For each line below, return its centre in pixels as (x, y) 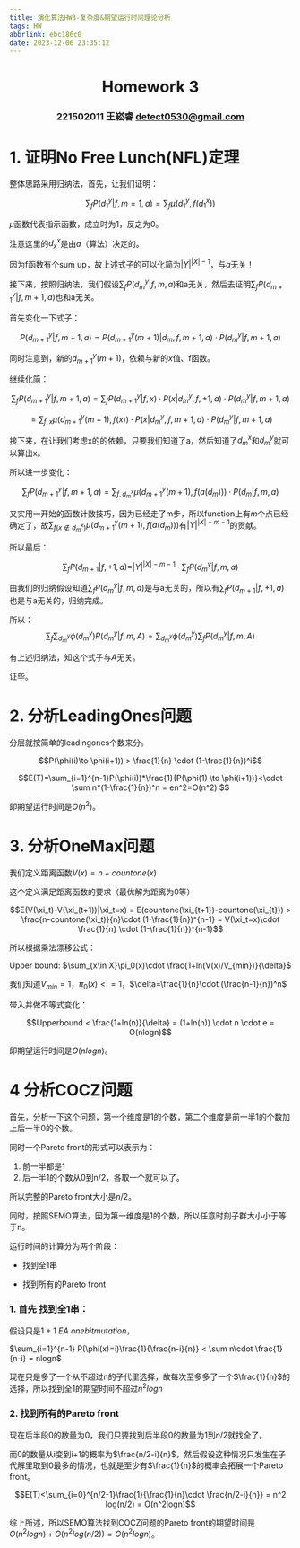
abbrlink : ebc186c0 (46, 34)
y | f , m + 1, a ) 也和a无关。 (56, 296)
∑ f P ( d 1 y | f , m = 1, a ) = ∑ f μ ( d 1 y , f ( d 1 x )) (150, 204)
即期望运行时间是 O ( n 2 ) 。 (55, 806)
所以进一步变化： (41, 472)
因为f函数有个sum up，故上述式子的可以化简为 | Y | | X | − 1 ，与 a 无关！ (132, 264)
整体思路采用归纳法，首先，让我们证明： (84, 184)
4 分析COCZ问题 (71, 1090)
